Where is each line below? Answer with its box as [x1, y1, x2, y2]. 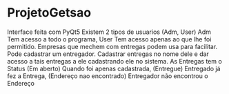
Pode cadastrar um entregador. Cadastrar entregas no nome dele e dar [7, 50, 209, 58]
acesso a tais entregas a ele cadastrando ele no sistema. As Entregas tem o [7, 57, 222, 65]
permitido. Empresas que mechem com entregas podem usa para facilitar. [7, 42, 218, 50]
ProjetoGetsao [7, 5, 92, 21]
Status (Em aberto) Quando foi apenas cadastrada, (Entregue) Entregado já [7, 64, 221, 73]
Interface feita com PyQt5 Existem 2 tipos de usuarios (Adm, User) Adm [7, 28, 212, 36]
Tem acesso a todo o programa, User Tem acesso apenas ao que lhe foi [7, 35, 212, 43]
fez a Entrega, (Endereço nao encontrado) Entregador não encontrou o [7, 71, 208, 80]
